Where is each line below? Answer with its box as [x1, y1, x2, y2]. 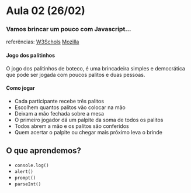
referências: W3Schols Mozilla [6, 38, 79, 45]
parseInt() [14, 181, 41, 187]
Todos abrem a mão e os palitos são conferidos [14, 122, 130, 130]
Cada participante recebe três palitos [14, 97, 104, 104]
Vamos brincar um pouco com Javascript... [6, 25, 131, 33]
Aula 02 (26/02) [6, 4, 86, 18]
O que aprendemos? [6, 145, 82, 156]
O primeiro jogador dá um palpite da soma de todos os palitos [14, 116, 164, 123]
